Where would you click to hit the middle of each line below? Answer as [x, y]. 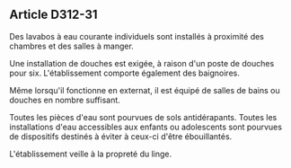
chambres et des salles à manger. [72, 46]
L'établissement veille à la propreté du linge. [91, 154]
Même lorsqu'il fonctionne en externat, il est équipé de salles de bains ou [145, 90]
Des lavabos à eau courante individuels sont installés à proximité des [137, 36]
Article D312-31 [53, 15]
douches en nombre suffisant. [65, 100]
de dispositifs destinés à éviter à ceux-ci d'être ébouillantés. [121, 136]
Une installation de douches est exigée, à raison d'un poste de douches [142, 63]
